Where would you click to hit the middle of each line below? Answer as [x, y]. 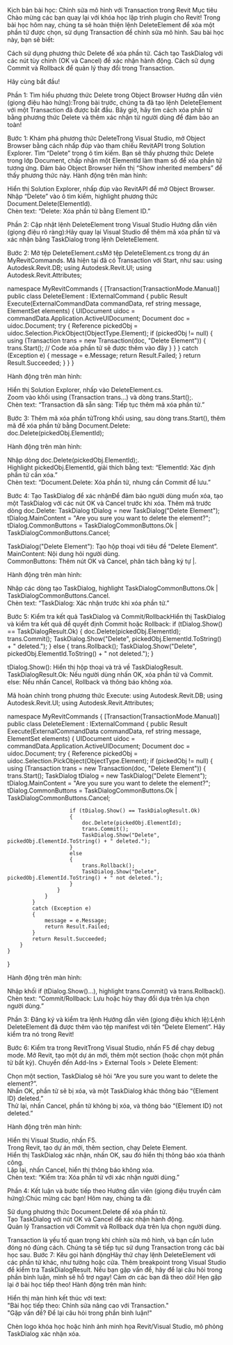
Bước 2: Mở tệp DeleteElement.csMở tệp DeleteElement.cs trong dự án [109, 253]
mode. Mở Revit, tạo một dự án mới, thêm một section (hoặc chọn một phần [115, 1055]
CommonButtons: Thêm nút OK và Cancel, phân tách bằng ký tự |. [102, 561]
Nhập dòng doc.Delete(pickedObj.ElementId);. [73, 460]
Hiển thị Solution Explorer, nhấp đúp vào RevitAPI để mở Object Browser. [111, 189]
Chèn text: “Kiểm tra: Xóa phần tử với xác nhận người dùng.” [93, 1177]
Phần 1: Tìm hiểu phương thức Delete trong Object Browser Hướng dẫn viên [115, 95]
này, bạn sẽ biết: [31, 40]
